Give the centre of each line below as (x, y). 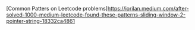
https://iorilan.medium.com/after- (148, 9)
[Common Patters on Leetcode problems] (57, 9)
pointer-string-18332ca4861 (41, 21)
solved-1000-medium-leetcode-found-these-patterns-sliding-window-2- (96, 15)
